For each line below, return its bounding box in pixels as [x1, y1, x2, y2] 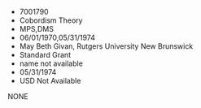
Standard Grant [19, 50, 71, 59]
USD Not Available [19, 76, 81, 85]
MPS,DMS [19, 24, 55, 33]
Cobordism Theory [19, 15, 83, 25]
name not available [19, 58, 83, 68]
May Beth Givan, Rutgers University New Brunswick [19, 41, 194, 51]
